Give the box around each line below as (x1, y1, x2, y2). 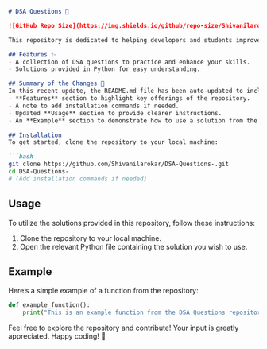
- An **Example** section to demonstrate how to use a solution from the (8, 116, 258, 125)
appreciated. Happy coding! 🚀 (8, 332, 106, 341)
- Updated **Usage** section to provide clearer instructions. (8, 109, 222, 117)
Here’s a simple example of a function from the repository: (8, 286, 199, 296)
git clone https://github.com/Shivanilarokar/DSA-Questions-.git (8, 160, 229, 169)
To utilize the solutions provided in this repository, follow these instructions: (8, 218, 256, 227)
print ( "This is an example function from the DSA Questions (22, 308, 226, 317)
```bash (8, 153, 34, 161)
